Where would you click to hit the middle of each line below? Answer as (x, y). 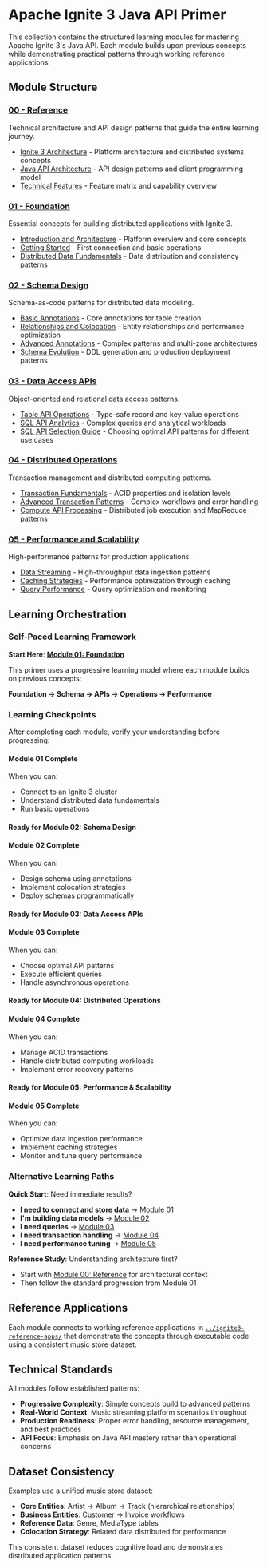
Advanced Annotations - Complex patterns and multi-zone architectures (138, 343)
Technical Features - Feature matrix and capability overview (118, 185)
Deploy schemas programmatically (77, 895)
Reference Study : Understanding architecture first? (93, 1259)
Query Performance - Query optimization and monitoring (113, 589)
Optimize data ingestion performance (81, 1139)
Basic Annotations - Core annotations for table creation (110, 318)
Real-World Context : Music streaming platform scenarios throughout (133, 1412)
